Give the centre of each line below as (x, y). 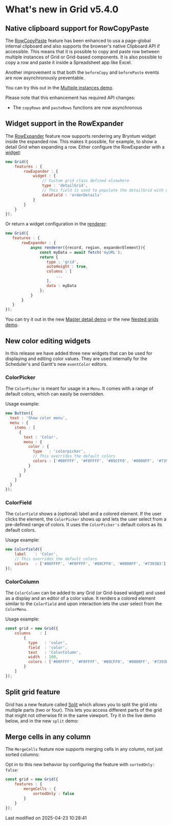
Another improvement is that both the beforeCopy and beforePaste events (82, 72)
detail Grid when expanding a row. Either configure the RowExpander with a (85, 147)
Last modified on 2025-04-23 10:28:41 (46, 818)
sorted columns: (23, 755)
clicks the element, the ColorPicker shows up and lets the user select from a (86, 519)
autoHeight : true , (67, 267)
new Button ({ (19, 414)
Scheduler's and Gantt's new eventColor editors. (57, 364)
